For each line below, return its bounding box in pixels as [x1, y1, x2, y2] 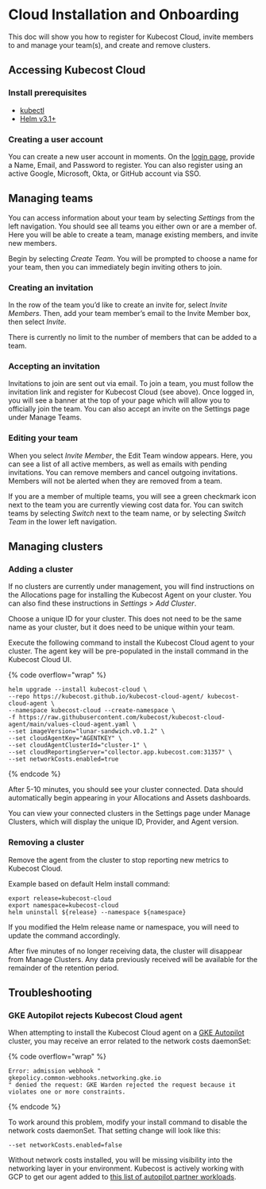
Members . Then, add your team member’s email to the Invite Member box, [8, 309, 251, 318]
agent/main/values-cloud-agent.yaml [8, 720, 129, 729]
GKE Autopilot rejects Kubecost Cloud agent [8, 1009, 183, 1020]
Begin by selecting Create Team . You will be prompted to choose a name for [8, 253, 258, 263]
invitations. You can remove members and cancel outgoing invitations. [8, 467, 238, 477]
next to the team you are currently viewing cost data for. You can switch [8, 500, 244, 509]
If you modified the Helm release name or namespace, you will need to [8, 922, 240, 932]
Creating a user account [8, 134, 103, 145]
